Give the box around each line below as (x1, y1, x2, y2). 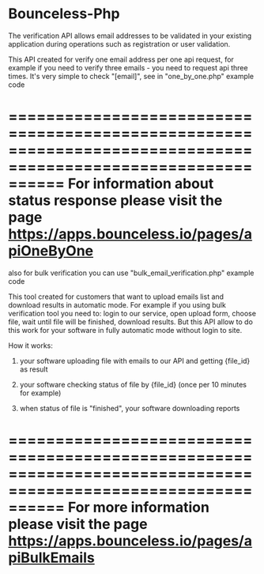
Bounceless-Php (8, 5, 120, 23)
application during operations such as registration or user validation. (8, 39, 231, 48)
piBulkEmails (8, 549, 95, 567)
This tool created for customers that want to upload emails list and (8, 292, 224, 301)
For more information (67, 499, 209, 516)
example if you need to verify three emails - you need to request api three (8, 62, 248, 72)
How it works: (8, 341, 54, 350)
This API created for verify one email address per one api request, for (8, 55, 235, 64)
